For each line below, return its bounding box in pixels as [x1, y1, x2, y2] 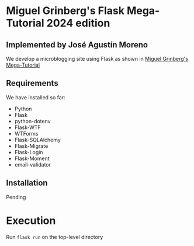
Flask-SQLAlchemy [14, 136, 61, 143]
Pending [6, 193, 26, 200]
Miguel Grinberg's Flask [6, 4, 124, 18]
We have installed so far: [6, 93, 65, 101]
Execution [6, 214, 56, 227]
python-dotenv [14, 117, 51, 124]
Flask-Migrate [14, 142, 49, 150]
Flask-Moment [14, 155, 50, 162]
